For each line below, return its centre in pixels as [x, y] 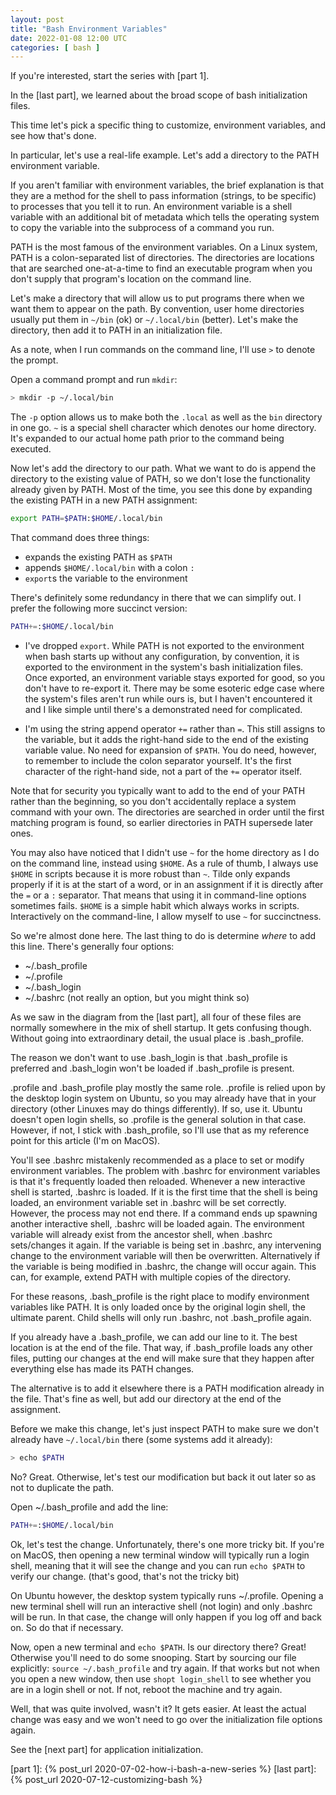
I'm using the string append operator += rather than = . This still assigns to [175, 728]
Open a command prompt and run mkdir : [94, 380]
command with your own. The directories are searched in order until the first [167, 812]
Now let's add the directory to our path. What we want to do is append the [163, 468]
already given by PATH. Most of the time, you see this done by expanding [161, 490]
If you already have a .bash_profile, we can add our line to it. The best [154, 1337]
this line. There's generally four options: [92, 946]
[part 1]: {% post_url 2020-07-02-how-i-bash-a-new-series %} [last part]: [163, 1768]
